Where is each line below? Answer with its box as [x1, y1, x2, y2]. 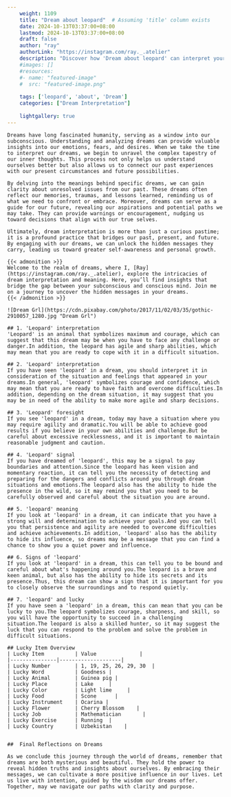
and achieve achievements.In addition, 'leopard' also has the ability [7, 529, 217, 536]
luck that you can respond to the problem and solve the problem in [7, 626, 208, 633]
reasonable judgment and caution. [7, 439, 107, 446]
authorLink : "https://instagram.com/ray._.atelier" [19, 49, 170, 56]
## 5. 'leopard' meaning [7, 505, 78, 512]
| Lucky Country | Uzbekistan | [7, 723, 128, 729]
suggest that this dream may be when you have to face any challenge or [7, 336, 220, 343]
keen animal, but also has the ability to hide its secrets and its [7, 572, 208, 579]
